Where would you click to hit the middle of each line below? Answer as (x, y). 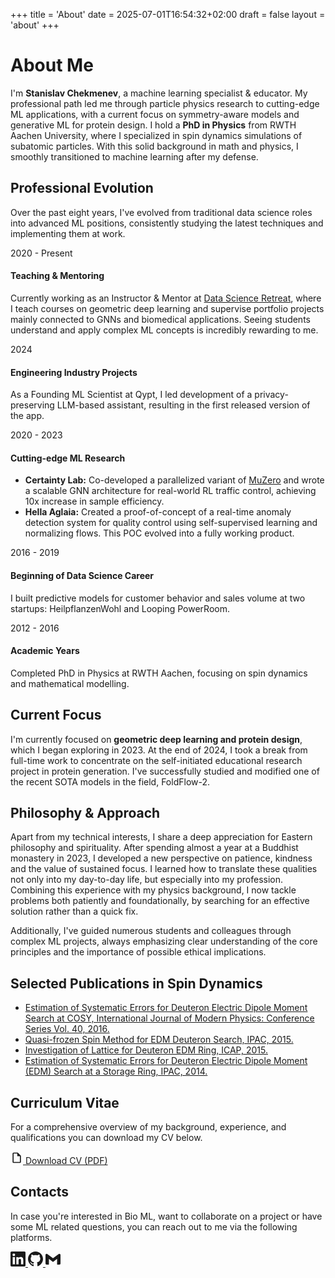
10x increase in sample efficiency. (94, 501)
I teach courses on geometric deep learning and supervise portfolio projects (167, 308)
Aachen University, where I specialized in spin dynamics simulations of (156, 135)
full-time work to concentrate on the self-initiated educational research (156, 760)
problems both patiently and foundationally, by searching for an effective (160, 901)
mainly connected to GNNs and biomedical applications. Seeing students (160, 319)
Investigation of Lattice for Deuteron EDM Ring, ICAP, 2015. (146, 1050)
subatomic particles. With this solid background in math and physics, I (154, 146)
